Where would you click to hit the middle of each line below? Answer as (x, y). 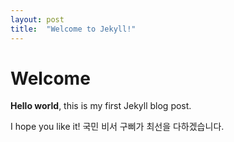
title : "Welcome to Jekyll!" (73, 29)
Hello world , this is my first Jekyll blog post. (101, 106)
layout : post (37, 19)
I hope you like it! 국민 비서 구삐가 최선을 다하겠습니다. (117, 127)
